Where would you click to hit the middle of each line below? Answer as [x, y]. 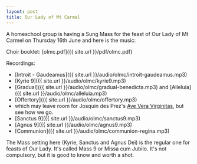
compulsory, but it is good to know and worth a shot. [70, 155]
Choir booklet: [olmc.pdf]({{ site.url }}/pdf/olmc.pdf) [69, 51]
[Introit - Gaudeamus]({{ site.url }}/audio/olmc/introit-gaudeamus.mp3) [101, 74]
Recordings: [21, 63]
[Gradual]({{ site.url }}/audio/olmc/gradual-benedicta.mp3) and [91, 87]
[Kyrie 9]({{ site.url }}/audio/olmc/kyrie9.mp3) [70, 81]
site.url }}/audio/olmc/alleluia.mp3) [65, 93]
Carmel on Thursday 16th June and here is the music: [71, 40]
